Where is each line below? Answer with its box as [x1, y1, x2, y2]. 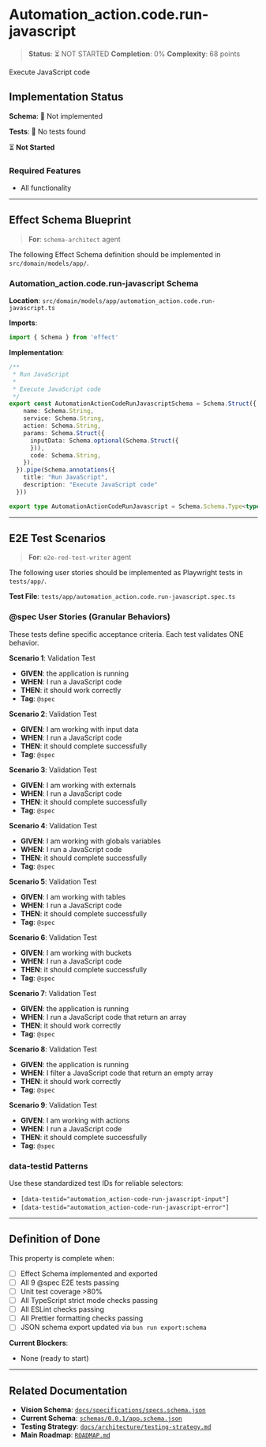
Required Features [9, 165, 81, 176]
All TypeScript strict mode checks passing [20, 1296, 159, 1305]
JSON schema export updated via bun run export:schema [20, 1323, 208, 1332]
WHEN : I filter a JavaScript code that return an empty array [20, 1068, 214, 1078]
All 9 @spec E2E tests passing [20, 1278, 120, 1287]
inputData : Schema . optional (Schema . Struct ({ [29, 437, 179, 445]
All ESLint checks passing [20, 1305, 105, 1314]
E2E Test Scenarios [9, 532, 106, 545]
